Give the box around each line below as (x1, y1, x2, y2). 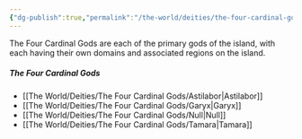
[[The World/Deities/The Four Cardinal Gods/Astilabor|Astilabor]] (22, 91, 263, 101)
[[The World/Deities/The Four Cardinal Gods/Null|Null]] (22, 109, 226, 120)
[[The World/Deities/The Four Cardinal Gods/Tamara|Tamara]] (22, 118, 253, 130)
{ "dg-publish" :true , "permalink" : (9, 13, 135, 22)
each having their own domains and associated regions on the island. (9, 47, 266, 58)
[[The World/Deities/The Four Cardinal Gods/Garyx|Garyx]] (22, 100, 242, 110)
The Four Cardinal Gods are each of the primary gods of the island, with (9, 38, 276, 48)
